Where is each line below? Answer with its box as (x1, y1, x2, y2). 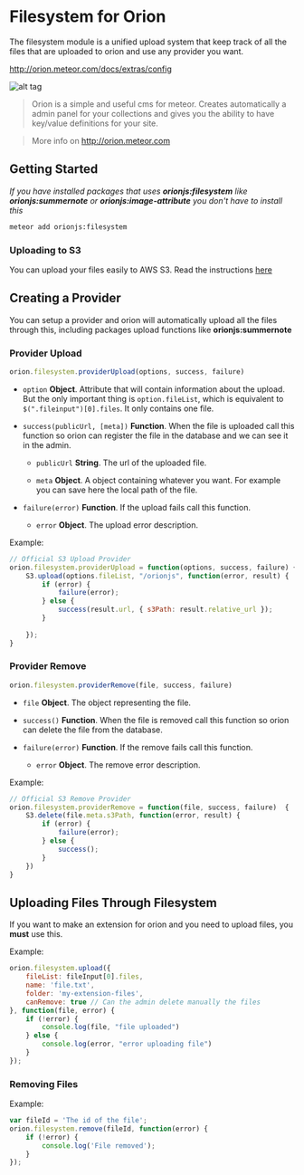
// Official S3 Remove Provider (9, 794, 131, 803)
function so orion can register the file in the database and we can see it (22, 430, 289, 441)
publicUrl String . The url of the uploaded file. (35, 457, 207, 468)
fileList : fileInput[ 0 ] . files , (25, 972, 144, 981)
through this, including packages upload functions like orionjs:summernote (9, 324, 292, 335)
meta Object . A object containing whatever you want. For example (35, 474, 281, 485)
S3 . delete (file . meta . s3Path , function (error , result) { (25, 811, 242, 820)
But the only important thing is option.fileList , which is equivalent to (22, 393, 284, 404)
